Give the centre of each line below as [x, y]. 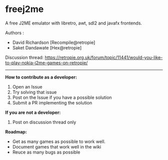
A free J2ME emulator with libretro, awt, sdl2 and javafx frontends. [74, 23]
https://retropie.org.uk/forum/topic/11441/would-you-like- [104, 57]
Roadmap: [16, 131]
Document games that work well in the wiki [57, 146]
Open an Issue [27, 86]
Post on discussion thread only [44, 122]
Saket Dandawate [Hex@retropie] [47, 47]
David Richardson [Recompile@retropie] [54, 42]
